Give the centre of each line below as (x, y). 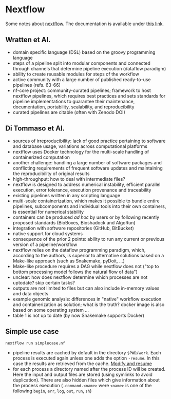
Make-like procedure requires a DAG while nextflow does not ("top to (86, 266)
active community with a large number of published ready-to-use (82, 79)
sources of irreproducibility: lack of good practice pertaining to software (89, 141)
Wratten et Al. (28, 40)
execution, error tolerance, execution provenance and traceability (82, 190)
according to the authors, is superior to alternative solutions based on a (88, 255)
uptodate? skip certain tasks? (44, 282)
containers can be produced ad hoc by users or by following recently (86, 217)
